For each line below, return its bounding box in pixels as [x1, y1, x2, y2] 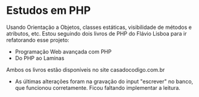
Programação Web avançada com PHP [14, 48, 112, 55]
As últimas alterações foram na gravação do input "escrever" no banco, [14, 78, 194, 85]
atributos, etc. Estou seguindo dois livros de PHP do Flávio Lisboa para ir [6, 30, 187, 37]
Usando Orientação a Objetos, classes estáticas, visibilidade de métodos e [6, 23, 192, 31]
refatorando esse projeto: [6, 36, 69, 43]
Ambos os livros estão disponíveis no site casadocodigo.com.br [6, 66, 165, 73]
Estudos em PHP [6, 4, 91, 17]
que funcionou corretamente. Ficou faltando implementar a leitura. [14, 84, 181, 91]
